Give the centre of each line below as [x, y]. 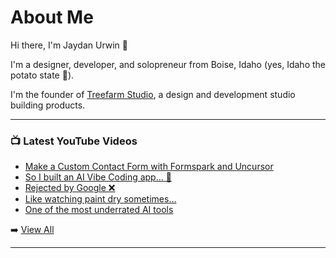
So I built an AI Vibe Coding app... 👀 [98, 177]
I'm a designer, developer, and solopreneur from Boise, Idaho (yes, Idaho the [168, 64]
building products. [48, 105]
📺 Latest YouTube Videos [74, 141]
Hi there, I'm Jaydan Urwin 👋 [69, 45]
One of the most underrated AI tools [99, 210]
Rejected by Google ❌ [70, 188]
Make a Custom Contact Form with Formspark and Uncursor [149, 167]
